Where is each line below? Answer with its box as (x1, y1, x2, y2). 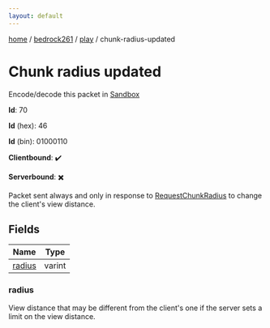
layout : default (8, 11, 63, 20)
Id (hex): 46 (8, 121, 48, 130)
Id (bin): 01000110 (8, 136, 68, 146)
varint (44, 260, 66, 271)
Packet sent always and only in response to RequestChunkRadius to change (8, 190, 263, 200)
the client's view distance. (8, 199, 96, 209)
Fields (8, 222, 41, 236)
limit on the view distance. (8, 311, 96, 321)
